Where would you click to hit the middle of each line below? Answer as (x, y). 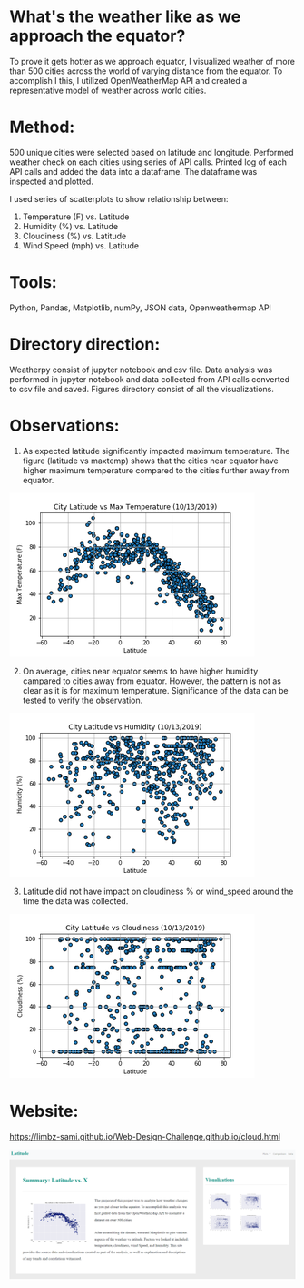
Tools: (33, 283)
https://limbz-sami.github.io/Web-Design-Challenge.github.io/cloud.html (145, 1136)
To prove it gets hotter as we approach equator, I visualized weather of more (152, 61)
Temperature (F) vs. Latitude (76, 217)
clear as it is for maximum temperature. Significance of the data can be (155, 690)
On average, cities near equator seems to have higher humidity (140, 671)
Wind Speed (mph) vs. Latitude (80, 245)
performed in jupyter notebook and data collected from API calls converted (150, 379)
